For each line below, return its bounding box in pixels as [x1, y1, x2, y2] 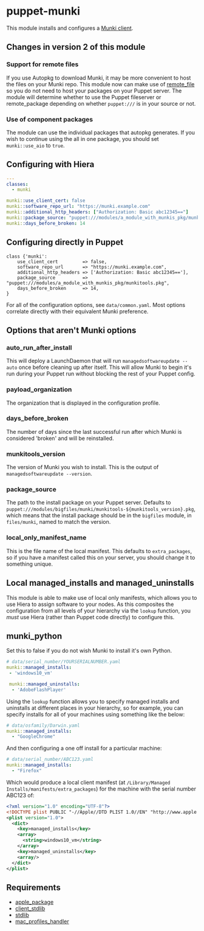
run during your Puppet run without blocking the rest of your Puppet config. [6, 370, 195, 377]
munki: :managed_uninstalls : [8, 681, 80, 687]
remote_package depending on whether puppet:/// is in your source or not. [6, 100, 196, 107]
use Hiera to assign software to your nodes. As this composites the [6, 600, 174, 608]
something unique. [6, 560, 53, 568]
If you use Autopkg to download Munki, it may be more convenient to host [6, 74, 191, 81]
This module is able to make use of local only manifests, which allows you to [6, 594, 197, 601]
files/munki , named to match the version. [6, 518, 111, 526]
